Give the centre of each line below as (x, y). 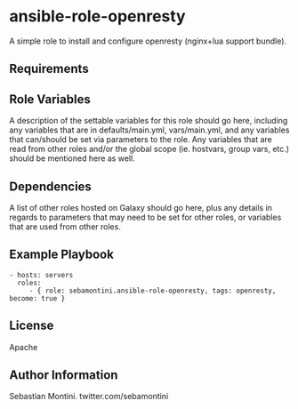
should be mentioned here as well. (72, 158)
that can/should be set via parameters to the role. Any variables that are (141, 140)
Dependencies (50, 186)
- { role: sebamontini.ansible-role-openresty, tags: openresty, (153, 291)
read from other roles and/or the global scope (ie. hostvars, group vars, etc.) (149, 149)
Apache (24, 347)
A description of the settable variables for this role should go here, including (149, 121)
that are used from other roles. (65, 226)
